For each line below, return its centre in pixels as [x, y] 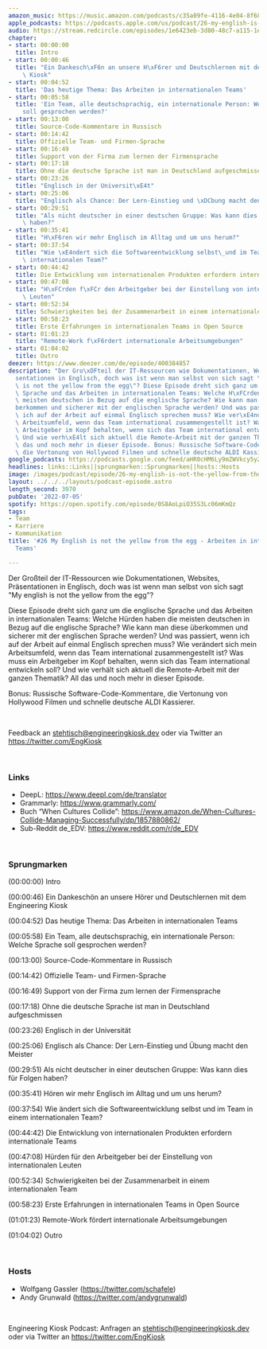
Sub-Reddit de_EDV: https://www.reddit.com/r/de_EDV [109, 828]
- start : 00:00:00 [39, 45]
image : [19, 474]
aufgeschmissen [35, 1015]
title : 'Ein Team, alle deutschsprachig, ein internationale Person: [133, 104]
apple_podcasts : [35, 23]
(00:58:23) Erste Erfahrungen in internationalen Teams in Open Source [124, 1205]
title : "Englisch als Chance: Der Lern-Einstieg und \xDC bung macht [131, 201]
